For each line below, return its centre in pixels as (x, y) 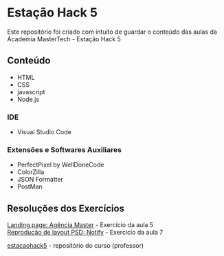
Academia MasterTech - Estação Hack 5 (64, 39)
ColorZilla (31, 172)
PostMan (30, 186)
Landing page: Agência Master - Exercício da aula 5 (80, 225)
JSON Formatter (40, 180)
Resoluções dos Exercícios (66, 208)
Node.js (28, 99)
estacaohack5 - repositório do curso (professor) (76, 246)
